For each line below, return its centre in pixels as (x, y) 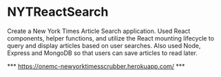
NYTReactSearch (58, 12)
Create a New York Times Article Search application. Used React (99, 31)
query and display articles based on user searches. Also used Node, (104, 45)
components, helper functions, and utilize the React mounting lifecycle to (111, 38)
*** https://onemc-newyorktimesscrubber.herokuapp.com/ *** (96, 66)
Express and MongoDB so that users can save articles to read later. (102, 53)
